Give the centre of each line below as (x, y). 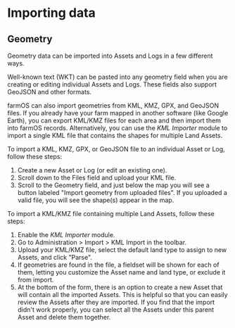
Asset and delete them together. (64, 317)
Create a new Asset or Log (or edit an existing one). (92, 170)
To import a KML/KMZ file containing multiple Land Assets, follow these (111, 214)
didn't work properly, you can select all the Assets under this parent (116, 310)
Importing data (52, 13)
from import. (36, 280)
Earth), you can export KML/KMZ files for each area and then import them (114, 120)
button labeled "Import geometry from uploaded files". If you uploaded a (122, 193)
